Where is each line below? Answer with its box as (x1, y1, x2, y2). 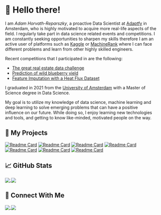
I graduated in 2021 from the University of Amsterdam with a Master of (5, 84, 146, 90)
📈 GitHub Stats (5, 162, 52, 170)
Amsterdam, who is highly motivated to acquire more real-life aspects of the (5, 25, 157, 31)
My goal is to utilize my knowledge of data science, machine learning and (5, 99, 151, 105)
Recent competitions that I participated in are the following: (5, 55, 123, 61)
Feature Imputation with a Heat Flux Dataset (12, 75, 100, 81)
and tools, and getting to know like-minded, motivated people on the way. (5, 115, 152, 120)
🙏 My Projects (5, 129, 48, 137)
